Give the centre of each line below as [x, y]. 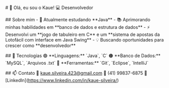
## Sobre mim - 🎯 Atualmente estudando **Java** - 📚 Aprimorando [78, 19]
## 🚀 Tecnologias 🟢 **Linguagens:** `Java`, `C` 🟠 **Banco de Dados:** [83, 56]
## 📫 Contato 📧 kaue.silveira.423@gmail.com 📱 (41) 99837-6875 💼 [76, 73]
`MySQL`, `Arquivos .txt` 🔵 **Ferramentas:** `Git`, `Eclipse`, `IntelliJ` [77, 63]
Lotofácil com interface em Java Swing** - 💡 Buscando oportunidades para [84, 40]
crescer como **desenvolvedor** [40, 46]
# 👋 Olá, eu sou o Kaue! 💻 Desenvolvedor [49, 8]
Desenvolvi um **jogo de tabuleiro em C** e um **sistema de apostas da [83, 34]
